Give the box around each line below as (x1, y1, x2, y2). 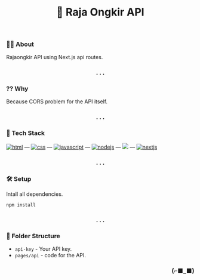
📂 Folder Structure (6, 232, 61, 240)
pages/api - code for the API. (14, 252, 87, 259)
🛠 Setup (6, 174, 32, 183)
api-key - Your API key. (14, 245, 72, 253)
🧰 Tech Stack (6, 129, 45, 137)
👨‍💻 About (6, 40, 35, 48)
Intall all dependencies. (6, 190, 63, 198)
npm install (6, 202, 36, 208)
